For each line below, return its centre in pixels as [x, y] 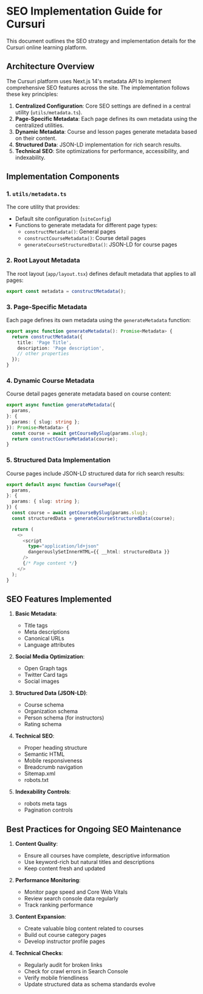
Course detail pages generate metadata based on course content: [89, 394]
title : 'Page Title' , [44, 342]
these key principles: [33, 94]
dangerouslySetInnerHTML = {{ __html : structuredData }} [99, 552]
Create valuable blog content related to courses [84, 928]
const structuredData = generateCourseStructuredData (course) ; [93, 518]
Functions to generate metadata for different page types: [86, 225]
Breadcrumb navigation [53, 767]
